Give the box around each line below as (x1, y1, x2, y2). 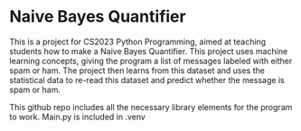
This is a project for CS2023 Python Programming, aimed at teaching (9, 36, 267, 47)
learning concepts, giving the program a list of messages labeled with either (9, 55, 293, 66)
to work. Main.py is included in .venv (9, 111, 146, 122)
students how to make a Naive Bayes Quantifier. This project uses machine (9, 45, 288, 56)
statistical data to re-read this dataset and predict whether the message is (9, 74, 285, 85)
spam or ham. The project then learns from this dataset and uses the (9, 65, 265, 76)
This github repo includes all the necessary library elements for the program (9, 101, 293, 112)
